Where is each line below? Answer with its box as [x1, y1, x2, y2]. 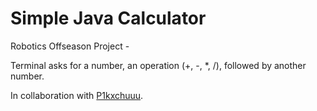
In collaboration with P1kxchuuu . [10, 89, 144, 101]
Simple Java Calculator [10, 7, 207, 30]
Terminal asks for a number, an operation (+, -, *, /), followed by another [10, 59, 307, 71]
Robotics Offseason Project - [10, 40, 130, 52]
